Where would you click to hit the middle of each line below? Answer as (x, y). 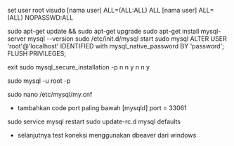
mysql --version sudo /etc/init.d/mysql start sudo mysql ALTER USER (127, 39)
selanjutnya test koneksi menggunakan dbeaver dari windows (107, 135)
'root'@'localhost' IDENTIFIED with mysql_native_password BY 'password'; (116, 46)
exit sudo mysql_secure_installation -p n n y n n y (78, 67)
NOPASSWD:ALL (49, 18)
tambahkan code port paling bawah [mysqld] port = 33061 (102, 108)
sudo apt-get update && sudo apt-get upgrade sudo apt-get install (103, 31)
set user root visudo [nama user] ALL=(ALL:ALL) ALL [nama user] (102, 10)
